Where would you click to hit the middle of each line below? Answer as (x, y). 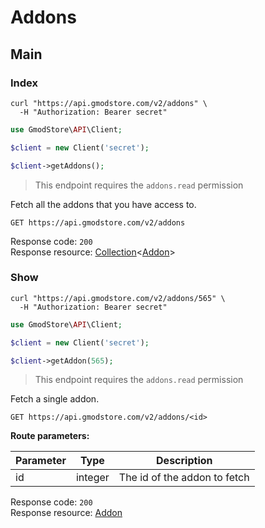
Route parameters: (50, 436)
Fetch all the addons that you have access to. (103, 204)
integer (92, 478)
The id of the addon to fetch (184, 478)
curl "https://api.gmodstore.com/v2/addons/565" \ (118, 298)
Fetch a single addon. (55, 399)
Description (184, 461)
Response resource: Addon (66, 513)
